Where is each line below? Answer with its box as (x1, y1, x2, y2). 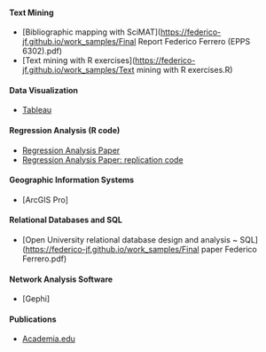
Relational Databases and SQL (9, 214, 122, 226)
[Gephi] (21, 293, 51, 304)
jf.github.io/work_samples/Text (21, 65, 135, 76)
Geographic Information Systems (9, 174, 135, 186)
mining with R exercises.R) (136, 65, 233, 76)
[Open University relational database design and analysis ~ (21, 235, 239, 245)
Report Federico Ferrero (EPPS (137, 36, 251, 47)
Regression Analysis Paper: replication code (21, 154, 184, 164)
